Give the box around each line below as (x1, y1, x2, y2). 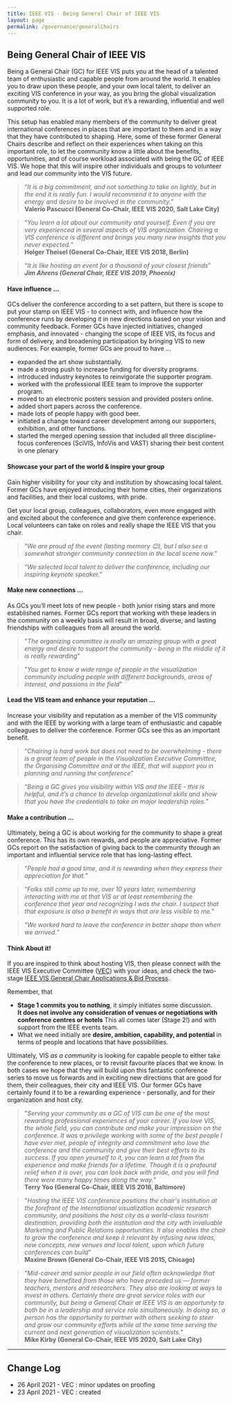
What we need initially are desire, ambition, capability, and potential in (17, 1031, 222, 1039)
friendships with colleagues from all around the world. (7, 623, 162, 632)
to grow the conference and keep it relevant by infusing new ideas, (24, 1233, 216, 1242)
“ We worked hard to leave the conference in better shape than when (24, 921, 221, 929)
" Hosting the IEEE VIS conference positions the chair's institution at (24, 1197, 217, 1205)
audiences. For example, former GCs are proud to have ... (7, 345, 171, 353)
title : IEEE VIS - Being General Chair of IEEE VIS (7, 10, 159, 17)
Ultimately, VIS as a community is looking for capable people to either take (7, 1051, 221, 1060)
